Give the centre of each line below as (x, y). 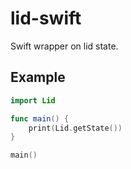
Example (38, 77)
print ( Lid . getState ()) (75, 128)
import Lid (33, 100)
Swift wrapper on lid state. (64, 46)
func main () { (40, 118)
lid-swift (46, 18)
